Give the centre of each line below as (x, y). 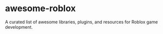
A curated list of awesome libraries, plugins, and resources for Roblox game (81, 22)
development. (19, 27)
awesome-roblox (40, 8)
